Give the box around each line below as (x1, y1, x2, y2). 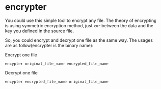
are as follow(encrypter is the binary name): (5, 42, 94, 48)
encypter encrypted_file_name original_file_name (5, 79, 109, 84)
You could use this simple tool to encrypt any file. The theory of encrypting (5, 18, 157, 23)
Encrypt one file (5, 52, 38, 57)
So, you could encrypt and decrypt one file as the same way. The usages (5, 37, 153, 43)
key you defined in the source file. (5, 28, 74, 34)
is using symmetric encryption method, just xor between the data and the (5, 22, 154, 28)
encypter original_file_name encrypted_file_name (5, 61, 109, 66)
